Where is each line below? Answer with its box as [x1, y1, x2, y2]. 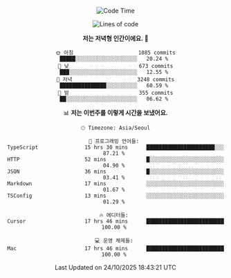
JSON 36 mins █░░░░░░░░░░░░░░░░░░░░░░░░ [7, 168, 224, 175]
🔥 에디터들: [99, 212, 129, 219]
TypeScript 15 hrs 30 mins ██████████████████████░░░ [7, 144, 224, 151]
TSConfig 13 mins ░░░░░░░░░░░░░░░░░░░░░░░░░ [7, 192, 224, 199]
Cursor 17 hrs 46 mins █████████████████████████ [7, 218, 224, 225]
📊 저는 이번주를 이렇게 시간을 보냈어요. [62, 109, 169, 117]
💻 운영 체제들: [95, 237, 133, 244]
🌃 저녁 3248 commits [56, 76, 175, 83]
